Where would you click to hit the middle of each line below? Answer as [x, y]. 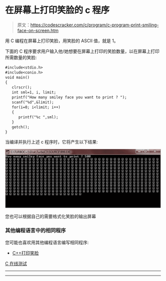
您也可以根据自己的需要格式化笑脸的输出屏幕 [51, 216]
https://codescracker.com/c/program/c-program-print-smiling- [95, 25]
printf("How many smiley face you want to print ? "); [69, 97]
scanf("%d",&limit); [33, 102]
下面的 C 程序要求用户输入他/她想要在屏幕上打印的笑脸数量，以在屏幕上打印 [82, 51]
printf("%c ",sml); [38, 117]
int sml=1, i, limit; [34, 92]
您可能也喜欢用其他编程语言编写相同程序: [47, 242]
